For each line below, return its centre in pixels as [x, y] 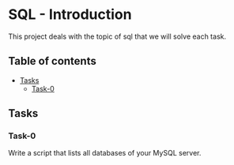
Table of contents [52, 61]
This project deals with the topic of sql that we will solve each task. [117, 36]
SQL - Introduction [70, 15]
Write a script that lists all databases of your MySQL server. [105, 153]
